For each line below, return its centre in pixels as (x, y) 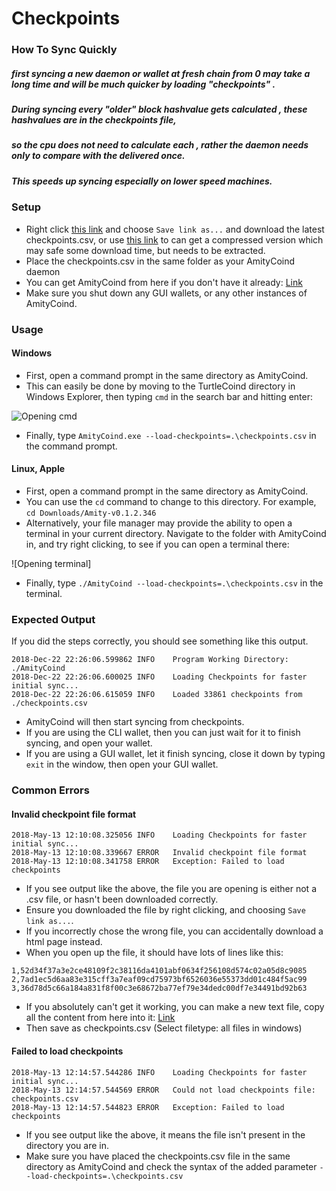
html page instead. (64, 942)
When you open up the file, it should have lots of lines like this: (154, 953)
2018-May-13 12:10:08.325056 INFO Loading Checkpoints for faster (159, 835)
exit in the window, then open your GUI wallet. (122, 764)
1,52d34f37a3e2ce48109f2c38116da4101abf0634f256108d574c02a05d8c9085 (159, 971)
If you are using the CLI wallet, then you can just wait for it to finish (163, 733)
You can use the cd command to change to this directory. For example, (171, 501)
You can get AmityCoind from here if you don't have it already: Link (164, 282)
